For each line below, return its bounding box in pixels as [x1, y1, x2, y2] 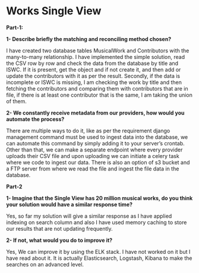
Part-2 [6, 183, 23, 190]
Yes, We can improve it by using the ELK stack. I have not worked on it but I [6, 248, 191, 255]
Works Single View [6, 4, 102, 18]
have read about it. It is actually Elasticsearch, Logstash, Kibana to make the [6, 255, 192, 262]
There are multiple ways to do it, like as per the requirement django [6, 127, 170, 134]
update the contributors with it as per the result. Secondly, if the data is [6, 72, 180, 79]
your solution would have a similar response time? [6, 201, 132, 208]
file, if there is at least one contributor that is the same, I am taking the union [6, 91, 193, 98]
